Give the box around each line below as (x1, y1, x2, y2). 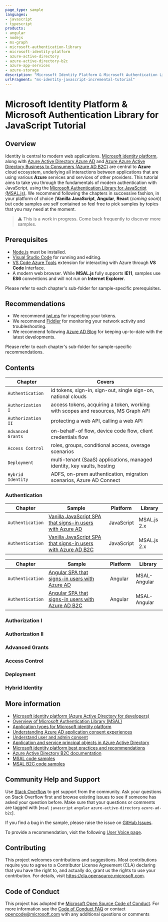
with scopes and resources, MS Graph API (50, 407, 150, 414)
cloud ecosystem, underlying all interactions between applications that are (5, 168, 159, 175)
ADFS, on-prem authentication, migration (50, 470, 148, 477)
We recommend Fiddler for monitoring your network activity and (12, 318, 145, 324)
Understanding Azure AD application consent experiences (12, 728, 132, 735)
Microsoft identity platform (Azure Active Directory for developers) (12, 713, 150, 719)
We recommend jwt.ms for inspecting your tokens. (12, 313, 116, 319)
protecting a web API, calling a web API (50, 417, 143, 424)
